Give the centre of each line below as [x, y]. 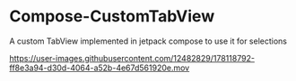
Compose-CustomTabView [112, 16]
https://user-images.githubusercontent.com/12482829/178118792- [132, 58]
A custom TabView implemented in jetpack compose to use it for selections [148, 41]
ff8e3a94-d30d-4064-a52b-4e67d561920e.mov [100, 68]
